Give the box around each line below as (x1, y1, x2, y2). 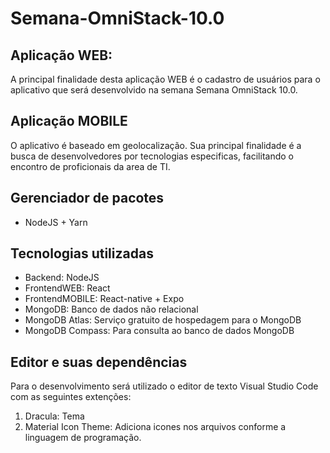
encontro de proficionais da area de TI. (10, 160, 171, 172)
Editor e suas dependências (10, 353, 188, 371)
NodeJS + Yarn (24, 216, 88, 228)
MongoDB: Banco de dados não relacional (24, 303, 199, 316)
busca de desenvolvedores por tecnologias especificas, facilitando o (10, 150, 294, 162)
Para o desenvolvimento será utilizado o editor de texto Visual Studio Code (10, 380, 319, 392)
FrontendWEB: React (24, 282, 111, 294)
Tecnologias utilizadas (10, 245, 154, 262)
